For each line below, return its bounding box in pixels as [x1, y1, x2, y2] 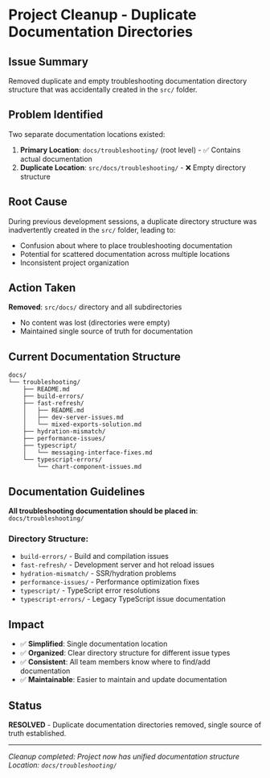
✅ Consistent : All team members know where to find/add [19, 657, 211, 667]
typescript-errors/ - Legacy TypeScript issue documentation [19, 594, 227, 604]
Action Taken [8, 281, 76, 295]
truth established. [8, 728, 67, 738]
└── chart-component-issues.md [37, 463, 142, 471]
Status [8, 698, 43, 712]
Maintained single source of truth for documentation [19, 326, 194, 336]
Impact [8, 618, 44, 631]
